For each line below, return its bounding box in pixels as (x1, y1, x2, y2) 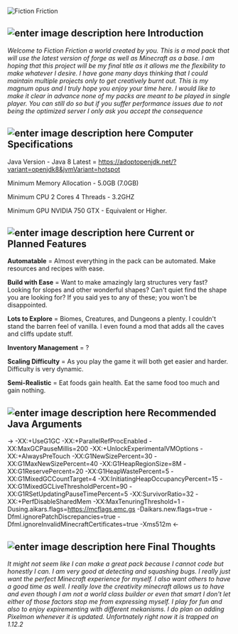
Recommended (147, 406, 217, 419)
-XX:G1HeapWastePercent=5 (85, 467, 169, 476)
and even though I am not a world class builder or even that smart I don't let (7, 590, 231, 598)
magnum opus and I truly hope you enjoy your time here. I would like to (7, 84, 216, 93)
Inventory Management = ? (7, 344, 90, 352)
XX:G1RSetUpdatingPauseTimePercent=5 (7, 490, 129, 498)
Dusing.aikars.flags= (7, 505, 68, 514)
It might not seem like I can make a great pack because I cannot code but (7, 559, 224, 569)
